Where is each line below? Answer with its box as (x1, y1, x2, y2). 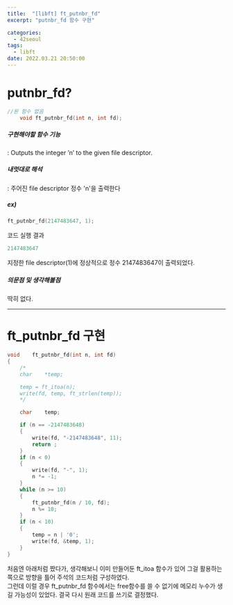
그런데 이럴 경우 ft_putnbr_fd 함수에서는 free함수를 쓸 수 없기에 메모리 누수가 (7, 581, 216, 590)
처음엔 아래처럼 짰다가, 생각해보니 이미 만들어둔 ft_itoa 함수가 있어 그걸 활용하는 (7, 564, 223, 572)
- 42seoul (13, 35, 42, 42)
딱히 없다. (7, 295, 33, 303)
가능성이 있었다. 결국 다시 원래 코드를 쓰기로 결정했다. (14, 590, 159, 599)
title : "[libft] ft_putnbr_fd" (7, 10, 101, 17)
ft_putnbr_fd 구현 (7, 328, 106, 344)
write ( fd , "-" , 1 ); (32, 467, 89, 474)
